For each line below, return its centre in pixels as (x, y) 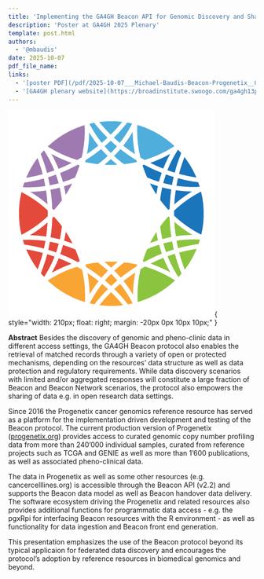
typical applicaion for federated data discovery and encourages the (117, 550)
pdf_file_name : (33, 67)
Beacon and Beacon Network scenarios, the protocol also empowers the (126, 387)
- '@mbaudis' (37, 50)
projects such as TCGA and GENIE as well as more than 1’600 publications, (129, 453)
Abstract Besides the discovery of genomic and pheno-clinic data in (119, 337)
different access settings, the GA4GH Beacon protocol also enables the (124, 346)
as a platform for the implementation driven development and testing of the (130, 420)
